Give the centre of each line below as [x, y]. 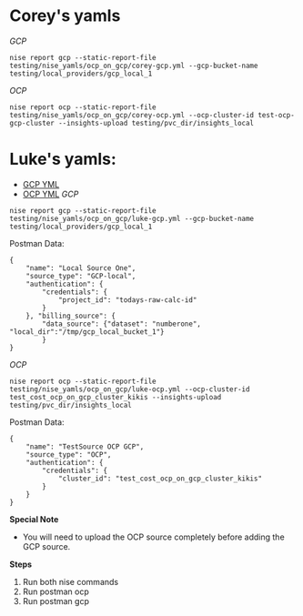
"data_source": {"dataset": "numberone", [122, 324]
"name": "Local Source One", [81, 268]
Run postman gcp [56, 601]
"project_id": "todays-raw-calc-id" [127, 300]
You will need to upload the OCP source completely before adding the [153, 537]
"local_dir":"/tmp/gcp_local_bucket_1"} [87, 332]
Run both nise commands [71, 581]
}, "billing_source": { [71, 316]
